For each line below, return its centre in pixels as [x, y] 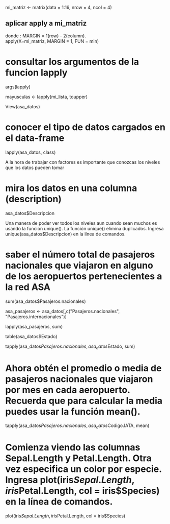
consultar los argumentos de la [72, 62]
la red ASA [28, 287]
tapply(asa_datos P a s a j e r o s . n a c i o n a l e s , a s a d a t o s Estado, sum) [70, 347]
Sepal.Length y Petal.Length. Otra [78, 458]
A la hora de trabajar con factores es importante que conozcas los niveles [83, 162]
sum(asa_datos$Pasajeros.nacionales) [46, 301]
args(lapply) [18, 87]
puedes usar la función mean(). [73, 411]
